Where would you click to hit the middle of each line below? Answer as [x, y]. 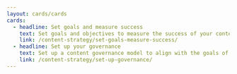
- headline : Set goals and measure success [78, 27]
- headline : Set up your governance [67, 47]
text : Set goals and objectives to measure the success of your [116, 33]
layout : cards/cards [37, 14]
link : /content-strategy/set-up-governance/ [86, 60]
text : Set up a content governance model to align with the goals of [124, 54]
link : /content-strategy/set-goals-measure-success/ [99, 40]
